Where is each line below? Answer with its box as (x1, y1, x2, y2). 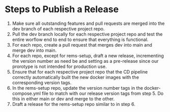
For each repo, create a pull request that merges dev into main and (12, 42, 152, 48)
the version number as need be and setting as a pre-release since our (12, 58, 159, 64)
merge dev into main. (12, 47, 57, 53)
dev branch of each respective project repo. (12, 25, 105, 31)
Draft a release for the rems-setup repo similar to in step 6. (12, 101, 135, 107)
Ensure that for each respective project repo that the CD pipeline (12, 68, 148, 74)
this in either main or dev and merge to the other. (12, 95, 115, 102)
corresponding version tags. (12, 80, 72, 86)
